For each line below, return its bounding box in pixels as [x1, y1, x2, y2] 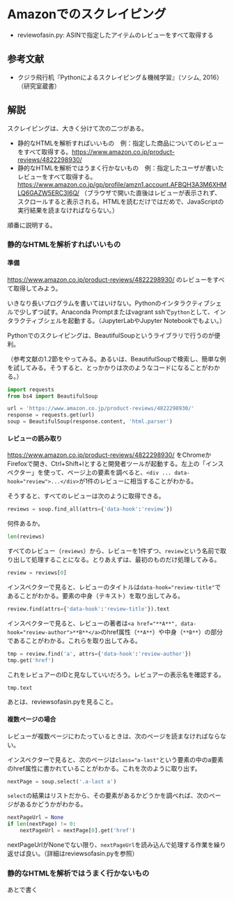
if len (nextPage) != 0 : [7, 820, 77, 827]
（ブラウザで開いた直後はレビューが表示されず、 [81, 188, 221, 197]
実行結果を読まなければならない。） [17, 206, 118, 214]
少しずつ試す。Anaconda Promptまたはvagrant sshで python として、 [19, 308, 214, 316]
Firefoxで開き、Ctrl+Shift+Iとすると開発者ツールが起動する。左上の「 [7, 460, 206, 468]
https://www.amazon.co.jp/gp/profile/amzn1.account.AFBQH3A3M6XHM [17, 180, 227, 188]
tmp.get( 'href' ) [7, 657, 54, 663]
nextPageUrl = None [7, 814, 64, 821]
